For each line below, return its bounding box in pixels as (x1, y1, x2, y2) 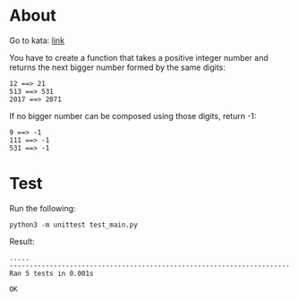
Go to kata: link (9, 35, 65, 46)
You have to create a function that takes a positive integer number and (9, 52, 268, 63)
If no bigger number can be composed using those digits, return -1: (9, 110, 257, 121)
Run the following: (9, 202, 76, 213)
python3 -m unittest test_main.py (9, 220, 139, 229)
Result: (9, 236, 35, 246)
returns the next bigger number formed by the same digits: (9, 62, 226, 73)
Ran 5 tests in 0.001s (9, 269, 94, 278)
